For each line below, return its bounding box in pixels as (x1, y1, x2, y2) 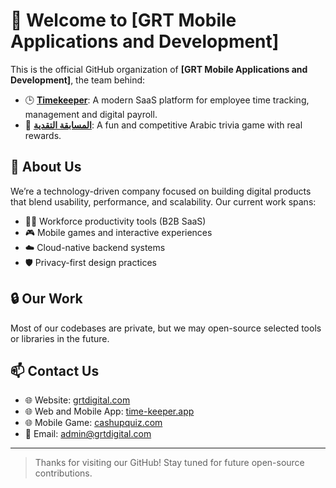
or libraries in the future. (10, 332, 110, 344)
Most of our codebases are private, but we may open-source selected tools (10, 322, 322, 334)
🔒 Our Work (10, 290, 83, 308)
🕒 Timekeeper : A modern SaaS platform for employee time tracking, (24, 94, 310, 106)
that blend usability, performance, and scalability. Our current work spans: (10, 195, 317, 208)
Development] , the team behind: (10, 74, 146, 86)
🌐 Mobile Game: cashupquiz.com (24, 417, 163, 429)
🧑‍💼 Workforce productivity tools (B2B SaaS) (24, 215, 207, 227)
